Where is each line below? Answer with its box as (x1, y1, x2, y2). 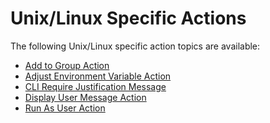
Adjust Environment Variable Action (24, 70, 172, 82)
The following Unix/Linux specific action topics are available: (10, 40, 261, 52)
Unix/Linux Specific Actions (10, 7, 247, 30)
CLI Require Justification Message (24, 80, 167, 92)
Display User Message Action (24, 91, 147, 103)
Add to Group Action (24, 59, 110, 71)
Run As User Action (24, 102, 106, 114)
